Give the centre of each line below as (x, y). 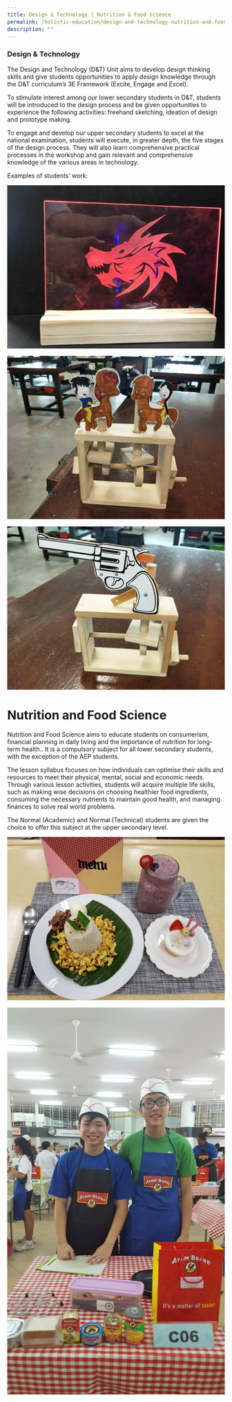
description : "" (30, 29)
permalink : (23, 22)
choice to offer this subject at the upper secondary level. (88, 827)
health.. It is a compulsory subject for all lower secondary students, (117, 749)
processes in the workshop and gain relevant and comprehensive (100, 155)
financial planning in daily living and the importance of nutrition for (101, 741)
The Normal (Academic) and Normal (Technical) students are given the (108, 820)
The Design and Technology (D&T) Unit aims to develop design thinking (109, 69)
